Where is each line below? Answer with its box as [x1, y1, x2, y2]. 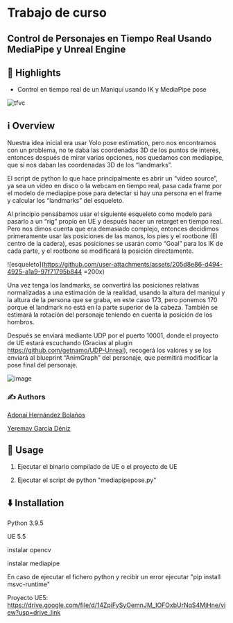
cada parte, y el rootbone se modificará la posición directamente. [7, 247, 194, 255]
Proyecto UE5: [7, 594, 49, 602]
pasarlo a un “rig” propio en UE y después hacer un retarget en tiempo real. [7, 217, 223, 226]
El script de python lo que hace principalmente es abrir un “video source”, [7, 174, 218, 183]
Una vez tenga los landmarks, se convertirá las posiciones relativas [7, 281, 200, 290]
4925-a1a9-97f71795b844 [7, 267, 83, 276]
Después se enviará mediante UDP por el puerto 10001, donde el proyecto [7, 331, 218, 340]
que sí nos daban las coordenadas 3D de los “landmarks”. [7, 161, 173, 169]
